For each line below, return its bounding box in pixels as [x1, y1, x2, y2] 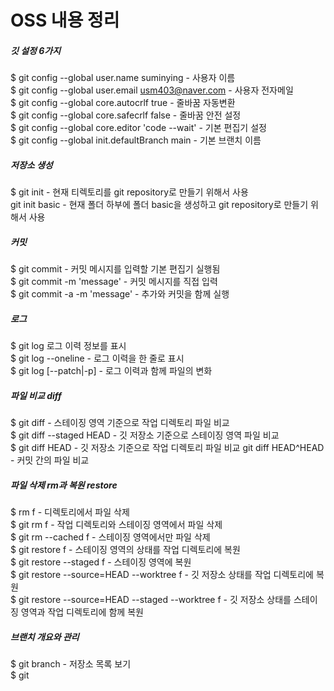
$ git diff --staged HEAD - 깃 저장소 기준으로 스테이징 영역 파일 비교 [10, 429, 280, 441]
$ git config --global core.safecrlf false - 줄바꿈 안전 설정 [10, 109, 242, 121]
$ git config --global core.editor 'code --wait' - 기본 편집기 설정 [10, 122, 267, 134]
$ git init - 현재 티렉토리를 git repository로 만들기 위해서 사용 [10, 186, 249, 198]
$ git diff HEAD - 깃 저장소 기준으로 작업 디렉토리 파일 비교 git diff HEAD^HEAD [10, 442, 325, 454]
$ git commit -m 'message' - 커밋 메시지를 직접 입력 [10, 276, 218, 288]
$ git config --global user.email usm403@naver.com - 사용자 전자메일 [10, 84, 294, 96]
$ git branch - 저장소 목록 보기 [10, 657, 132, 670]
